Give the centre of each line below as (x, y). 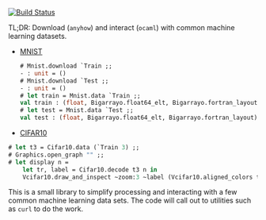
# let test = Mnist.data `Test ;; (76, 110)
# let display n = (38, 162)
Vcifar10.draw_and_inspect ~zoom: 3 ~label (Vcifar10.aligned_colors (138, 177)
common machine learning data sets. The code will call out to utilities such (130, 201)
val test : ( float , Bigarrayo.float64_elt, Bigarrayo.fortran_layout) (139, 118)
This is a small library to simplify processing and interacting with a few (123, 192)
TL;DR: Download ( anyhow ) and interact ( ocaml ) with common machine (122, 27)
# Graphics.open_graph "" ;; (56, 155)
